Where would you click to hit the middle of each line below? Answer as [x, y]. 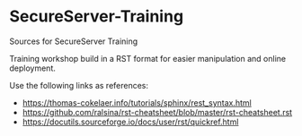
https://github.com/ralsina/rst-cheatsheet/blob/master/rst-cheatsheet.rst [157, 112]
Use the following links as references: [79, 85]
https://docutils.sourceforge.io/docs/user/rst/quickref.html [130, 122]
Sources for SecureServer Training [74, 41]
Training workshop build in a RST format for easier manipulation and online [147, 58]
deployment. [32, 68]
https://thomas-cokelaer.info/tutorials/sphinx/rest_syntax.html [137, 102]
